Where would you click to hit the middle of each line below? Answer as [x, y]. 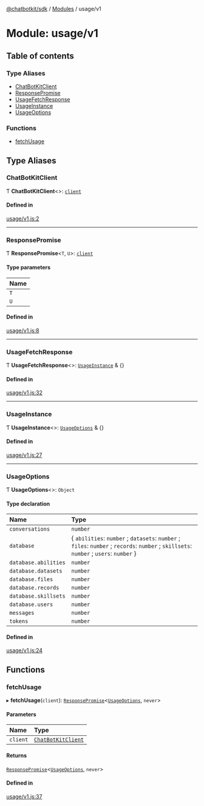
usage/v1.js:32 [24, 393]
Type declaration [28, 504]
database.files [31, 579]
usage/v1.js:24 [25, 651]
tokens [19, 621]
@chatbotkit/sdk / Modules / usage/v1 [54, 9]
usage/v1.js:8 [23, 330]
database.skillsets [37, 596]
